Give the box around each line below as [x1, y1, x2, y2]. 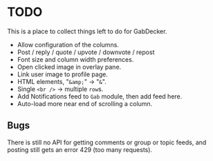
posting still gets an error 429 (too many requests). [7, 145, 153, 153]
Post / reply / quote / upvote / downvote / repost [17, 48, 155, 56]
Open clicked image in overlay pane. [17, 62, 122, 71]
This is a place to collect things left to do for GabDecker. [7, 27, 167, 35]
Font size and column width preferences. [17, 55, 134, 63]
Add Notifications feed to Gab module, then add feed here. [17, 92, 183, 101]
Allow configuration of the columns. [17, 40, 120, 49]
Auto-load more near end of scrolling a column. [17, 99, 153, 108]
